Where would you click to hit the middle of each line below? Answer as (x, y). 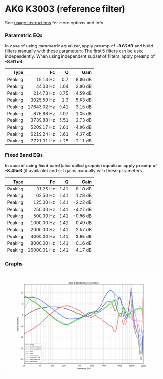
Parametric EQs (24, 35)
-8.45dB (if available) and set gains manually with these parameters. (74, 171)
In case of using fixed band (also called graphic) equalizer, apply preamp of (81, 166)
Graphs (14, 264)
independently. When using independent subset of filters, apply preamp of (80, 56)
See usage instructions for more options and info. (55, 23)
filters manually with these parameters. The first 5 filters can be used (74, 51)
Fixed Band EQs (24, 155)
